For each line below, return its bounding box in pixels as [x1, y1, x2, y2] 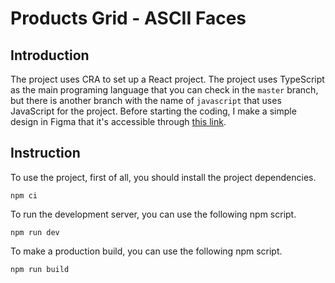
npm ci [10, 190, 38, 201]
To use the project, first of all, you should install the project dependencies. [10, 171, 317, 183]
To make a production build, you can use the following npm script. [10, 245, 283, 257]
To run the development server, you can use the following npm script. [10, 208, 297, 220]
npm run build [10, 264, 70, 274]
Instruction [10, 145, 81, 162]
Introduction [10, 47, 90, 64]
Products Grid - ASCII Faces [10, 7, 247, 30]
